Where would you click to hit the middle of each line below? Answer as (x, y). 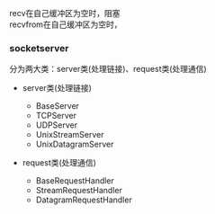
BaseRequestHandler (75, 181)
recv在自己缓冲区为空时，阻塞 (65, 13)
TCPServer (56, 116)
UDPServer (57, 125)
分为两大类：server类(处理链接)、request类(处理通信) (108, 69)
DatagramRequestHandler (84, 200)
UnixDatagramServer (75, 144)
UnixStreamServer (70, 135)
